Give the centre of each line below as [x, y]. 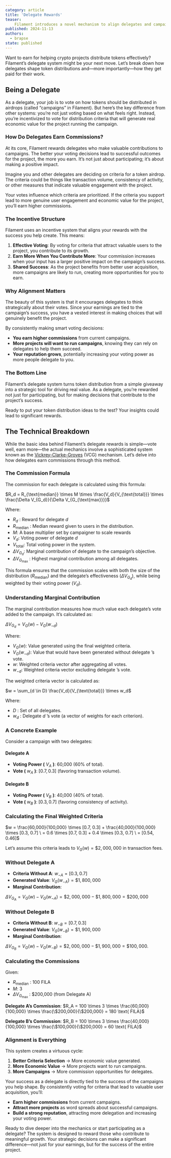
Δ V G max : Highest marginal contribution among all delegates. [76, 560]
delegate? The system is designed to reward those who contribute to [77, 1134]
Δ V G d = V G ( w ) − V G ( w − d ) [31, 625]
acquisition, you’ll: [24, 1092]
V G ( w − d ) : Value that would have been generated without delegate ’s [83, 653]
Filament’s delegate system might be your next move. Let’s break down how [85, 63]
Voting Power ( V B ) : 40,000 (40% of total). [58, 796]
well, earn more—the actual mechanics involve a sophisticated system [79, 449]
